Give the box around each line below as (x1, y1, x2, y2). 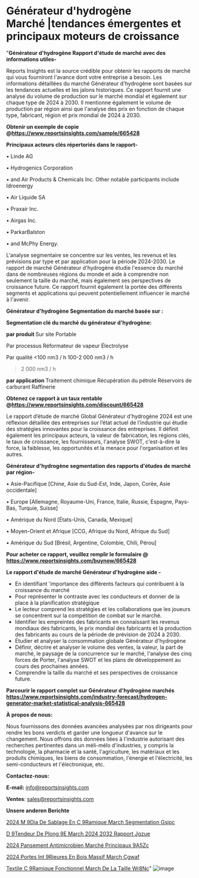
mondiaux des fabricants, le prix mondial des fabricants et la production (14, 624, 192, 631)
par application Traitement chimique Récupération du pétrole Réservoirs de (6, 377, 192, 384)
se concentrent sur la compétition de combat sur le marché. (14, 612, 162, 619)
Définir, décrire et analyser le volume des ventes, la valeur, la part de (14, 643, 184, 651)
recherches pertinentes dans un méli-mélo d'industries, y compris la (6, 741, 174, 748)
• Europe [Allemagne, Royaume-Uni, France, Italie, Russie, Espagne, (6, 498, 174, 505)
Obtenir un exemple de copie (6, 123, 79, 130)
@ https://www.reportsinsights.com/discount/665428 (6, 401, 144, 408)
